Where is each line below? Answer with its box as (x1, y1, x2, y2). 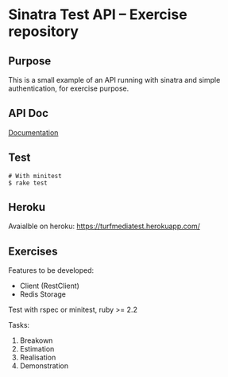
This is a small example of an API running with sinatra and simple (8, 76, 221, 84)
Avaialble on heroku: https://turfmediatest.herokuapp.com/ (8, 221, 200, 231)
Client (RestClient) (19, 281, 79, 291)
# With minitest (8, 172, 62, 180)
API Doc (8, 107, 49, 120)
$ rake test (8, 179, 48, 187)
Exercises (8, 244, 58, 258)
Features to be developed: (8, 266, 95, 275)
